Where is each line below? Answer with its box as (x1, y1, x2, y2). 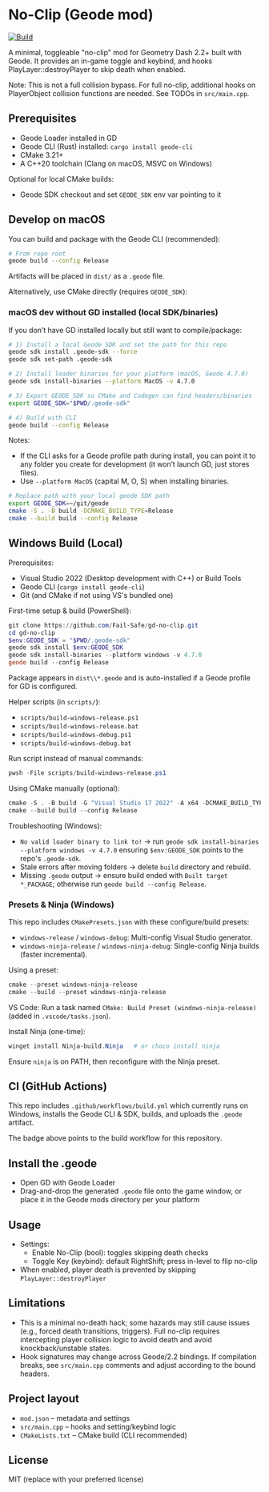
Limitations (8, 1297, 66, 1310)
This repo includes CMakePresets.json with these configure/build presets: (8, 916, 250, 926)
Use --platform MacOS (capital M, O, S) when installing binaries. (19, 476, 230, 486)
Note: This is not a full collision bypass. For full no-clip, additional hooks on (8, 80, 256, 90)
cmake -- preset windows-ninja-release (8, 981, 138, 989)
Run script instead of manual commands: (8, 754, 144, 764)
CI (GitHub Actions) (8, 1079, 108, 1093)
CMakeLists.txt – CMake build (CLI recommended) (19, 1430, 188, 1440)
